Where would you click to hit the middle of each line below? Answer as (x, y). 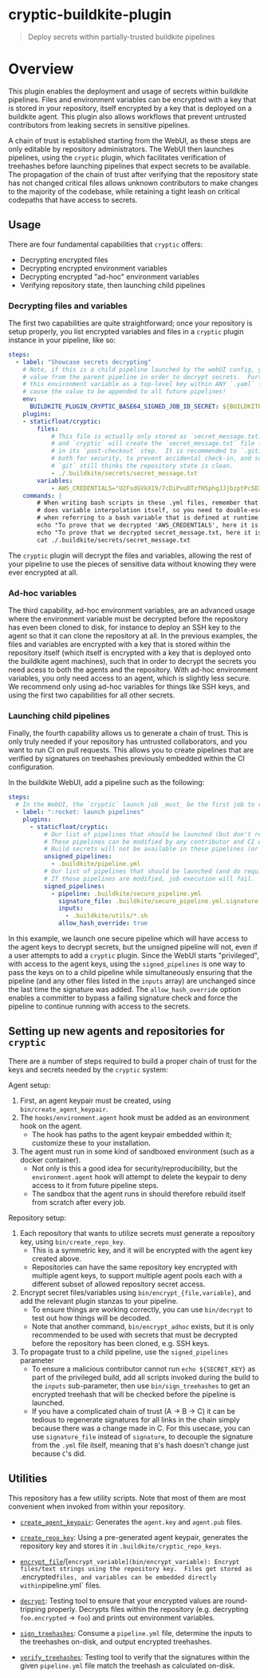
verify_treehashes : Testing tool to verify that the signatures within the (135, 1656)
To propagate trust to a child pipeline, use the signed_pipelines (124, 1352)
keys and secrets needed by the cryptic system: (89, 1069)
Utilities (28, 1479)
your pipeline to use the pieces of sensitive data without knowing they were (132, 563)
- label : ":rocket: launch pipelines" (80, 812)
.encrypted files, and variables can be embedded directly (118, 1577)
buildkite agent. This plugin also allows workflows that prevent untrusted (128, 116)
